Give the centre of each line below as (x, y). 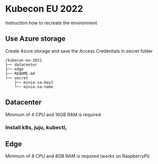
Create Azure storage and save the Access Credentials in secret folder (79, 51)
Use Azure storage (36, 39)
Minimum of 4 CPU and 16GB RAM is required (53, 114)
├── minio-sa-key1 (34, 82)
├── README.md (20, 73)
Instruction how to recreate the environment (51, 23)
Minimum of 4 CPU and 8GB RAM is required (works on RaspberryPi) (77, 156)
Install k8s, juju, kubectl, (36, 128)
